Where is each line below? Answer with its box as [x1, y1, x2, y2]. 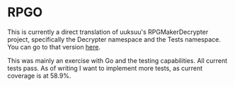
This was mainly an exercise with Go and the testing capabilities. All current [7, 56, 228, 64]
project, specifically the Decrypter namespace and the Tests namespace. [7, 35, 222, 43]
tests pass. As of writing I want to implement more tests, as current [7, 64, 203, 72]
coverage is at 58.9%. [7, 71, 71, 80]
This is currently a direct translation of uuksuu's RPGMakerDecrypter [7, 28, 209, 36]
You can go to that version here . [7, 42, 101, 51]
